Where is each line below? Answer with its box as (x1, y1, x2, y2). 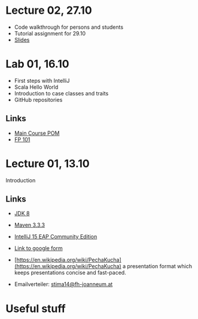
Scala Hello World (14, 83, 59, 91)
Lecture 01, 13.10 (5, 157, 90, 170)
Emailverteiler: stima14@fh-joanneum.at (14, 281, 113, 288)
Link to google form (14, 245, 63, 252)
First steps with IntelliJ (14, 77, 70, 84)
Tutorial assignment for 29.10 (14, 29, 86, 37)
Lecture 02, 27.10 (5, 4, 92, 17)
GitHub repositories (14, 96, 63, 103)
